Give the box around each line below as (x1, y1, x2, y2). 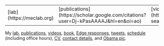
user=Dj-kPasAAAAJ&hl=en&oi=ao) (58, 18, 142, 24)
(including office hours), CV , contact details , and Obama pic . (5, 35, 127, 41)
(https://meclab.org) (7, 15, 54, 21)
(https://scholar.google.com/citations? (58, 12, 146, 18)
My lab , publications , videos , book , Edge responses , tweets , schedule (5, 30, 146, 36)
